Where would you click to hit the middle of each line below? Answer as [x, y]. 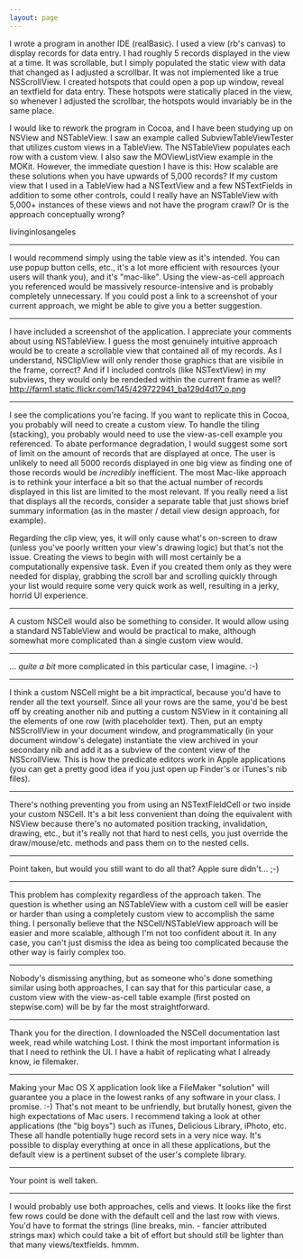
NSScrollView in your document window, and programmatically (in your [142, 731]
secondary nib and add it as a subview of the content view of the [130, 749]
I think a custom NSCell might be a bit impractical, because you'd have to [145, 692]
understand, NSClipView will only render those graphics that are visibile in [147, 360]
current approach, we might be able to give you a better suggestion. [136, 305]
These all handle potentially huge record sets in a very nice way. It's [135, 1135]
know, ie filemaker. [44, 1061]
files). [20, 778]
